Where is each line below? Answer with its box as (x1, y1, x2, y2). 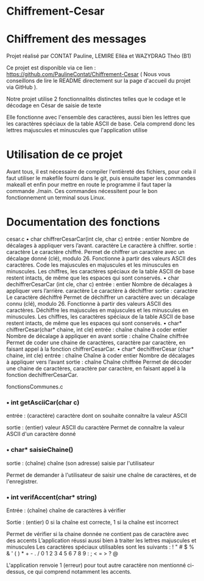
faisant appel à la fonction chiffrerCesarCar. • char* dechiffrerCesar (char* (6, 345, 194, 353)
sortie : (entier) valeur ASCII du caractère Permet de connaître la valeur (6, 424, 185, 431)
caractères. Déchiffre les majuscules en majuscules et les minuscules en (6, 306, 189, 314)
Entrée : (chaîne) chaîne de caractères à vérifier (6, 507, 126, 514)
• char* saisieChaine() (6, 446, 74, 454)
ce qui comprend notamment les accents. (27, 568, 132, 575)
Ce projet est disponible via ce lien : (6, 64, 96, 71)
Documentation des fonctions (6, 215, 160, 229)
